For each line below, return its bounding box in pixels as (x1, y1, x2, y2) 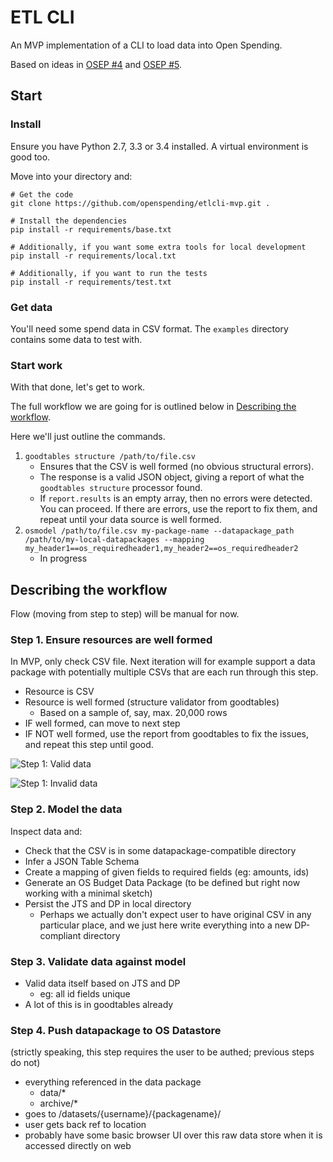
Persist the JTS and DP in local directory (24, 897, 192, 910)
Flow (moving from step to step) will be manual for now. (10, 608, 240, 620)
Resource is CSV (24, 686, 95, 698)
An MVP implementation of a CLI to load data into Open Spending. (10, 39, 283, 51)
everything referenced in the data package (24, 1076, 202, 1088)
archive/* (39, 1097, 78, 1110)
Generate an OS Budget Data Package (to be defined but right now (24, 876, 301, 888)
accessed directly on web (24, 1140, 132, 1152)
